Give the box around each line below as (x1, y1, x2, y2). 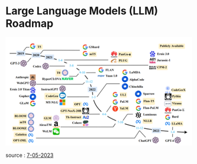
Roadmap (5, 17, 54, 30)
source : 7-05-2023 (5, 152, 54, 159)
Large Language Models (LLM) (5, 4, 159, 18)
